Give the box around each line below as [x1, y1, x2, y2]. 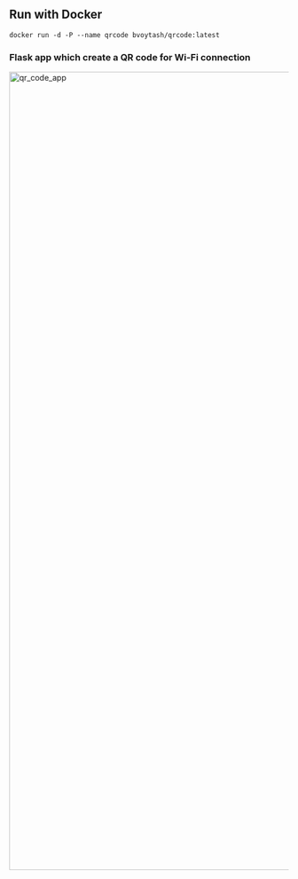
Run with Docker [9, 7, 103, 22]
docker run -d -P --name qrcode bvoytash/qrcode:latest [9, 30, 220, 39]
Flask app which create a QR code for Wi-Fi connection [9, 51, 251, 63]
